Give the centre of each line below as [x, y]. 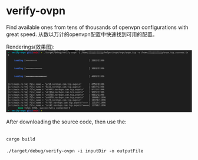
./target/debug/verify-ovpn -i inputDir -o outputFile [75, 151]
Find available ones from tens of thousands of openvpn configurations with [97, 27]
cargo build [21, 139]
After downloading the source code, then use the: [66, 122]
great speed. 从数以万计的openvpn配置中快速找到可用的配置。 [82, 34]
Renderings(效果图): [30, 47]
